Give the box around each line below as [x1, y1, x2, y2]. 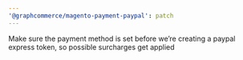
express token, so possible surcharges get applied [8, 42, 175, 52]
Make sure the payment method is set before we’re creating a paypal [8, 34, 236, 43]
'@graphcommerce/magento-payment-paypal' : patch [8, 11, 174, 20]
